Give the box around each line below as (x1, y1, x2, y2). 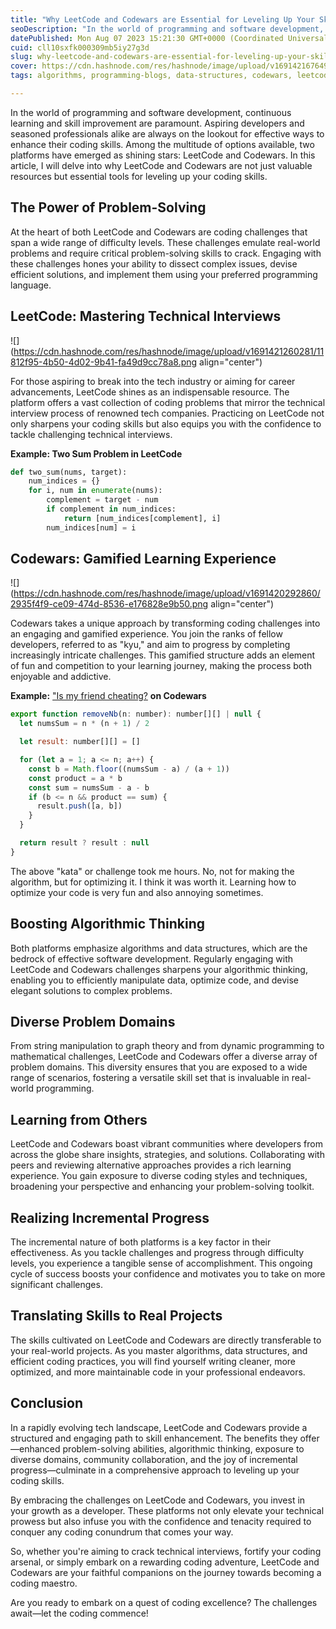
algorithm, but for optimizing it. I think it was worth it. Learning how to (10, 876, 297, 888)
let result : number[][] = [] (19, 737, 141, 747)
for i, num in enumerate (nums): (28, 486, 163, 496)
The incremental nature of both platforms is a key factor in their (10, 1236, 272, 1248)
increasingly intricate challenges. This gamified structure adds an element (10, 649, 316, 661)
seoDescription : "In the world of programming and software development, (10, 24, 325, 34)
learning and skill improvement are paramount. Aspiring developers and (10, 117, 305, 129)
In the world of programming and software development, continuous (10, 106, 292, 118)
